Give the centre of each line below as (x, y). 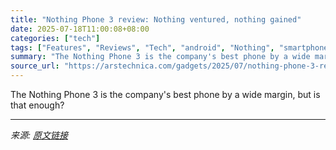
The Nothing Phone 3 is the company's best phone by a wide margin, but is (165, 94)
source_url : (35, 66)
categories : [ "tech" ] (55, 38)
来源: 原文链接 (39, 135)
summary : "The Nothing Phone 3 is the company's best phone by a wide (160, 57)
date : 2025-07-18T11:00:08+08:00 (80, 29)
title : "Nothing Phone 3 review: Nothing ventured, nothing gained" (156, 19)
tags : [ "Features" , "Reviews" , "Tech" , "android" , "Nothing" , (142, 47)
